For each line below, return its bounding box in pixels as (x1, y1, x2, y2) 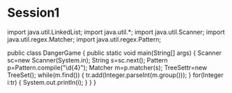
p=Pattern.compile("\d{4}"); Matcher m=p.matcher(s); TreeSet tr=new (7, 63, 208, 71)
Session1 (7, 5, 60, 21)
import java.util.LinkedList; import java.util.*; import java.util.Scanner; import (7, 28, 225, 36)
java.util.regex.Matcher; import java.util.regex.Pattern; (7, 35, 162, 43)
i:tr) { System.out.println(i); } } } (7, 78, 97, 86)
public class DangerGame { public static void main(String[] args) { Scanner (7, 49, 222, 57)
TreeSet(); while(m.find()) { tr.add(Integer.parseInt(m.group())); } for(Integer (7, 71, 224, 79)
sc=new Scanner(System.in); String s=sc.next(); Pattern (7, 56, 169, 64)
